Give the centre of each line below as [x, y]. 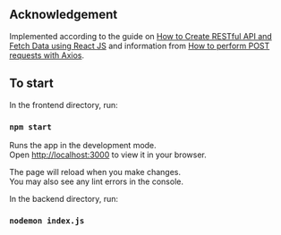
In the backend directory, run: [64, 198]
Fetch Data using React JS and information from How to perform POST [140, 46]
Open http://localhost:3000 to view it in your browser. [108, 155]
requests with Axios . [47, 55]
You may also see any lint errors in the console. [96, 181]
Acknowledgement [64, 15]
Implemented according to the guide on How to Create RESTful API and [141, 36]
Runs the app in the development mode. [83, 145]
